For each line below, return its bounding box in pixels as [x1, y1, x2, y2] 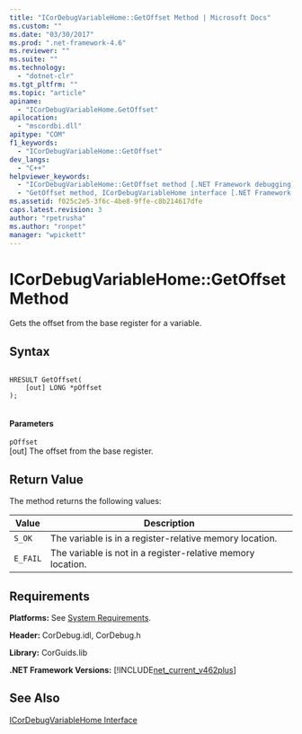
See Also [9, 691, 60, 706]
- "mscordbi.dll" [17, 122, 83, 131]
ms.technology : [9, 64, 67, 73]
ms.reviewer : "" [9, 47, 70, 56]
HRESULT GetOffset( [9, 376, 83, 385]
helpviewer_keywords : [9, 172, 91, 181]
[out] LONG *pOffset [25, 384, 102, 393]
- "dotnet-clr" [17, 72, 75, 81]
